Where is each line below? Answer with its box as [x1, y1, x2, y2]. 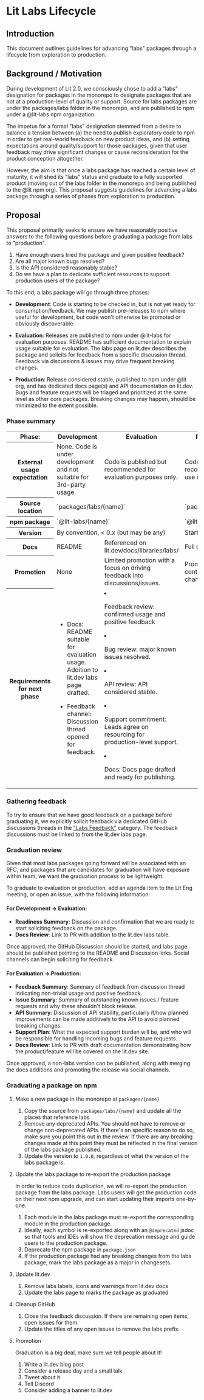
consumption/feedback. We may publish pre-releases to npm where [15, 307, 186, 314]
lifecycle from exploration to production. [6, 51, 107, 58]
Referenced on [104, 538, 147, 547]
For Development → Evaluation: [6, 905, 87, 912]
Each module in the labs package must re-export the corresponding [24, 1213, 194, 1221]
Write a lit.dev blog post [24, 1360, 84, 1368]
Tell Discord [24, 1380, 55, 1387]
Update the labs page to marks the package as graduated [24, 1289, 169, 1296]
